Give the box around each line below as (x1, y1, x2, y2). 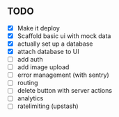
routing (17, 79, 38, 87)
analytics (17, 94, 44, 102)
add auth (17, 55, 43, 64)
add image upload (17, 63, 70, 71)
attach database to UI (17, 48, 79, 55)
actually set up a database (17, 39, 93, 48)
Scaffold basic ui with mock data (17, 31, 111, 40)
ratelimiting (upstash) (17, 102, 79, 110)
